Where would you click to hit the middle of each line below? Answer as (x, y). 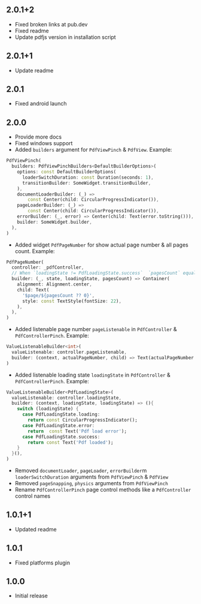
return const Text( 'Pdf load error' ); (77, 431)
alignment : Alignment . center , (55, 284)
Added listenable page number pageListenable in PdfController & (96, 329)
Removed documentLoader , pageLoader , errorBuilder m (81, 471)
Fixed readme (32, 31)
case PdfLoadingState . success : (61, 437)
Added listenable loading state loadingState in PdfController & (92, 375)
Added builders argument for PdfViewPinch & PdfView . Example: (93, 150)
